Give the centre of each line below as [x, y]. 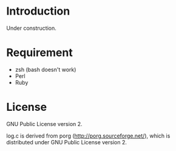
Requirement [39, 53]
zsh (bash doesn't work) [46, 69]
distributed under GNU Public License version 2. [67, 142]
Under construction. [31, 28]
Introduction [38, 11]
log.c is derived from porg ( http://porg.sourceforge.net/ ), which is [88, 136]
